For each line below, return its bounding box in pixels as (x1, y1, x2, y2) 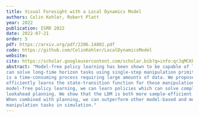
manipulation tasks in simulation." (6, 102, 97, 108)
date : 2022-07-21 (6, 31, 49, 37)
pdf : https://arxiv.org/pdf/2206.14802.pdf (6, 42, 115, 48)
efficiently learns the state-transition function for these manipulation (6, 80, 195, 86)
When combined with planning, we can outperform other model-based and (6, 96, 187, 102)
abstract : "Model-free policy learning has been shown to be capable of (6, 63, 190, 70)
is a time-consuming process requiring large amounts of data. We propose (6, 74, 195, 80)
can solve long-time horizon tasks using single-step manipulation (6, 69, 176, 75)
